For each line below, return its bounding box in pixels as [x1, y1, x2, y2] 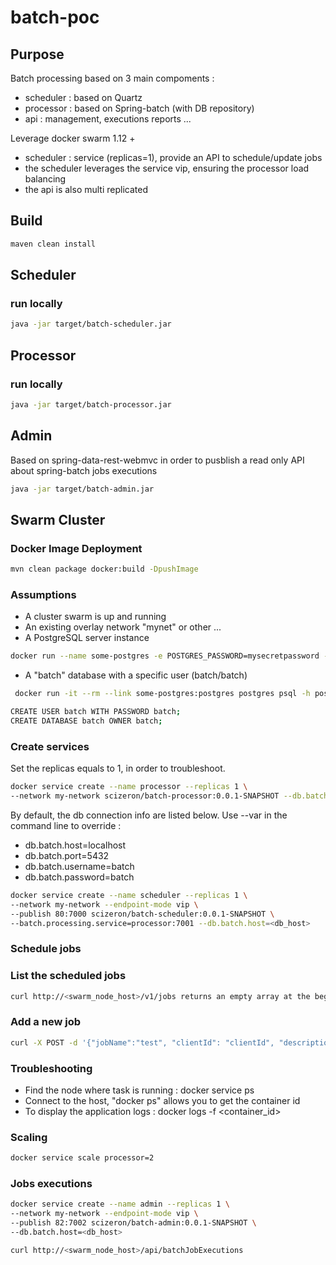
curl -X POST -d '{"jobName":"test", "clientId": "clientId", [10, 1037, 275, 1048]
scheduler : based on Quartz [24, 92, 143, 103]
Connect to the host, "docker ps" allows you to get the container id [24, 1094, 301, 1106]
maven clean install [10, 239, 97, 249]
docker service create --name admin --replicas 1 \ [10, 1199, 230, 1210]
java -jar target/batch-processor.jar [10, 399, 172, 410]
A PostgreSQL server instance [24, 632, 150, 644]
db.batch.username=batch [24, 860, 135, 872]
